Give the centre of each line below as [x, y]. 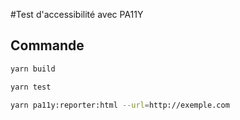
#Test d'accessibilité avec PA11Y [77, 14]
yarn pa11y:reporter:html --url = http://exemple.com [120, 105]
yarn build [33, 69]
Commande [47, 45]
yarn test [31, 87]
